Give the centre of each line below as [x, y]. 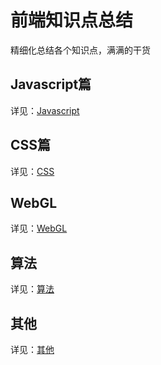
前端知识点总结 [72, 20]
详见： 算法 [32, 289]
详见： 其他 [32, 349]
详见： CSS [32, 171]
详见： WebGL [39, 228]
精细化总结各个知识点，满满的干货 [80, 50]
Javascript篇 [51, 84]
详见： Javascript [45, 110]
